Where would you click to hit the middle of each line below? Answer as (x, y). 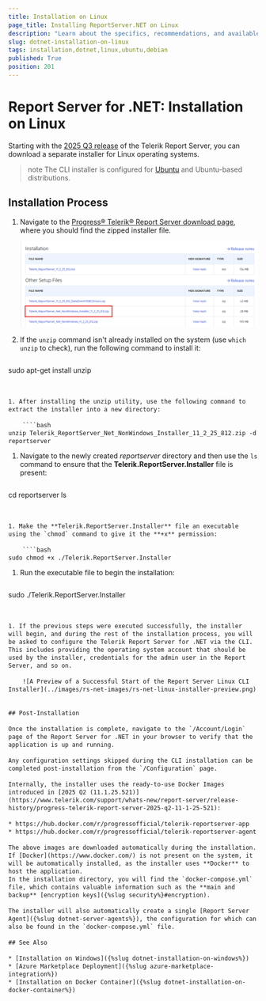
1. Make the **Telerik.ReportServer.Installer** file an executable (123, 526)
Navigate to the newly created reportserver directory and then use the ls (139, 456)
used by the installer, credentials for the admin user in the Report (127, 658)
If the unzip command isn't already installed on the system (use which (133, 339)
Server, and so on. (40, 666)
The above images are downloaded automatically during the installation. (133, 848)
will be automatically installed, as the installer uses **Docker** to (129, 864)
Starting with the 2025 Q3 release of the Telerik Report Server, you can (124, 146)
